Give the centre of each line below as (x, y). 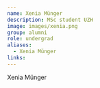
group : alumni (27, 32)
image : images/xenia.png (42, 26)
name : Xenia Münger (35, 13)
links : (16, 58)
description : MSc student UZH (50, 20)
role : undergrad (30, 39)
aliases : (20, 45)
